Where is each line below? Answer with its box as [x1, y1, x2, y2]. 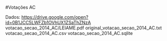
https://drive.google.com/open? [21, 14, 89, 20]
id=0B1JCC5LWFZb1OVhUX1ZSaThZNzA [5, 20, 91, 25]
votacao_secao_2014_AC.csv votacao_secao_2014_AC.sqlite [5, 30, 133, 36]
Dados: [5, 14, 20, 20]
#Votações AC [5, 5, 36, 10]
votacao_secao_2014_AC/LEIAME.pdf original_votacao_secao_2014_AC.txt [5, 25, 162, 31]
